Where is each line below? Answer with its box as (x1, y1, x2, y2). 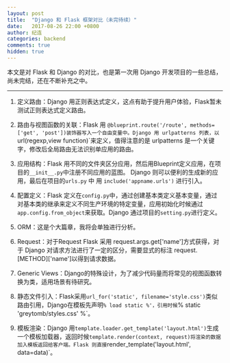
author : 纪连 (7, 29, 42, 36)
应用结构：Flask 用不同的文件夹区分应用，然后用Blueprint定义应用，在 (16, 159, 216, 168)
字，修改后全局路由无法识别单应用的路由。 (16, 145, 138, 153)
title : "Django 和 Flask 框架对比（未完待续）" (7, 16, 137, 23)
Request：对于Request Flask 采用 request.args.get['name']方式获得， (16, 237, 214, 245)
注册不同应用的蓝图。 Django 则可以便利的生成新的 (68, 168, 213, 176)
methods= (190, 121, 215, 129)
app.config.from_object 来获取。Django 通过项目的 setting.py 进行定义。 (16, 208, 221, 216)
